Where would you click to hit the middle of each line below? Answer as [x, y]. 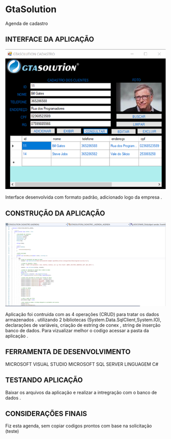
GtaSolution [31, 9]
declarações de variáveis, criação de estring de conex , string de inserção [83, 325]
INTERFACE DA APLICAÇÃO [50, 39]
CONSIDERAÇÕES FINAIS [46, 414]
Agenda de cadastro [27, 23]
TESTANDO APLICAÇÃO [44, 380]
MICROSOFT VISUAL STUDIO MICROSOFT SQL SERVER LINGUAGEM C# [82, 364]
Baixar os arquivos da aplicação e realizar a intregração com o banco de [81, 392]
